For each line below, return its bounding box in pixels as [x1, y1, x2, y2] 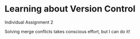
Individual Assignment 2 [4, 19, 54, 25]
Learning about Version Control [4, 3, 136, 14]
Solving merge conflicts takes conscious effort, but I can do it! [4, 28, 131, 34]
